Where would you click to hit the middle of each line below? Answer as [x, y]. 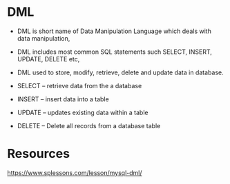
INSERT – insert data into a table [63, 99]
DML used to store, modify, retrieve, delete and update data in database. [121, 72]
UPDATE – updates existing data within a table [83, 112]
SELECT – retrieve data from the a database [79, 85]
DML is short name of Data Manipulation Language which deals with [114, 31]
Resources [39, 154]
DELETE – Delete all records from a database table [89, 125]
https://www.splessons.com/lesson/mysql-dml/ [75, 172]
